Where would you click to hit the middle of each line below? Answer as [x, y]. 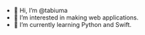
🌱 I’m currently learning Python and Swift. [72, 25]
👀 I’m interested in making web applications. [76, 17]
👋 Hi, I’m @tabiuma [41, 10]
